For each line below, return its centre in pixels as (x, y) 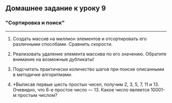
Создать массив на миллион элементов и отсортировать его (80, 39)
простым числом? (38, 95)
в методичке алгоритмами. (42, 74)
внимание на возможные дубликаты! (53, 59)
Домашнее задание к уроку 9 (56, 8)
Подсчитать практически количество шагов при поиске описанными (89, 69)
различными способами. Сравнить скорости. (62, 44)
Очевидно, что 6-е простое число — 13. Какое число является (81, 90)
